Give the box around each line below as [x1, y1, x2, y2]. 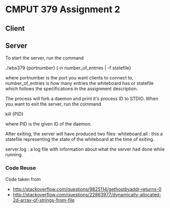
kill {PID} [5, 111, 24, 117]
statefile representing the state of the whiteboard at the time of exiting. [5, 136, 155, 142]
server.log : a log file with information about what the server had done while [5, 146, 165, 152]
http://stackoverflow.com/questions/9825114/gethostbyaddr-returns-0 [12, 186, 162, 192]
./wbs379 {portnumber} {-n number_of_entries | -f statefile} [5, 65, 132, 71]
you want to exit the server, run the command [5, 101, 101, 107]
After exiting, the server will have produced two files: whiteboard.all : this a [5, 131, 163, 137]
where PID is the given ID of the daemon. [5, 121, 92, 127]
